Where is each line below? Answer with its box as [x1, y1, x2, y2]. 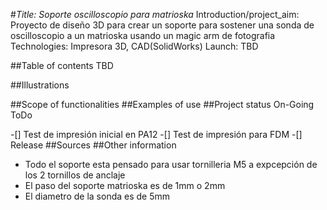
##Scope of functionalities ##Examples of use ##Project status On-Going [10, 99, 315, 110]
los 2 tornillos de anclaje [24, 169, 126, 181]
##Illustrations [10, 79, 70, 91]
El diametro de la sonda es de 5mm [24, 190, 171, 202]
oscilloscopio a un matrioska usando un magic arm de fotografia [10, 30, 276, 41]
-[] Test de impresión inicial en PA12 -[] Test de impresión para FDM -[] [10, 129, 303, 140]
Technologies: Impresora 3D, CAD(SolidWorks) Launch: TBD [10, 40, 259, 52]
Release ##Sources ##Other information [10, 139, 177, 151]
